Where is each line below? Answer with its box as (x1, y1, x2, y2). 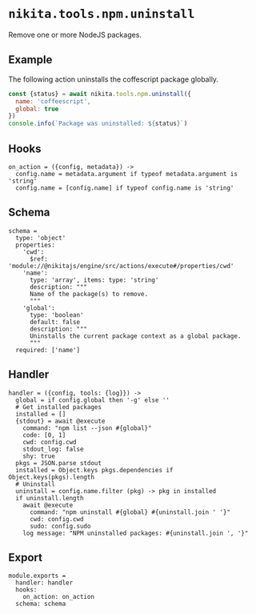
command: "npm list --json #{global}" (22, 423, 152, 432)
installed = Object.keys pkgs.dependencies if (15, 466, 174, 474)
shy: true (22, 451, 56, 460)
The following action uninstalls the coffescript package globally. (8, 74, 218, 84)
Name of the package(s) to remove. (29, 290, 149, 298)
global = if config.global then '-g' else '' (15, 395, 170, 404)
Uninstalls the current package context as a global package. (29, 331, 242, 340)
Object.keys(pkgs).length (8, 473, 94, 481)
